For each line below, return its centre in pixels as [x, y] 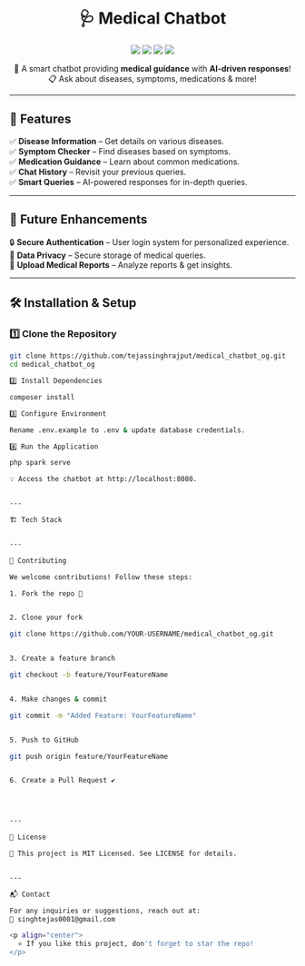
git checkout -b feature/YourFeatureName [89, 675]
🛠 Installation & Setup [73, 303]
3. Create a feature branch [63, 659]
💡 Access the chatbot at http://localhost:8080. [103, 479]
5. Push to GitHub [44, 740]
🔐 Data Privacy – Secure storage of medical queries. [108, 255]
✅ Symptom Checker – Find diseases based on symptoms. [120, 151]
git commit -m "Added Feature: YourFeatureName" [103, 715]
